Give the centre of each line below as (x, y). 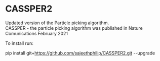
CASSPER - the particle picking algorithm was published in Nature (74, 28)
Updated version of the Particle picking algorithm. (57, 23)
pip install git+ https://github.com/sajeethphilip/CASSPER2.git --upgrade (80, 53)
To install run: (19, 43)
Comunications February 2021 (37, 33)
